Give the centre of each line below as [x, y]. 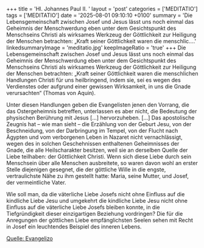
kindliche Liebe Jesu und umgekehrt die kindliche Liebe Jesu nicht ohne [97, 201]
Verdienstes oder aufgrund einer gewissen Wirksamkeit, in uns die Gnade [98, 87]
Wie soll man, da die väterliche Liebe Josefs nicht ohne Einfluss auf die [96, 194]
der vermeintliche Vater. [36, 182]
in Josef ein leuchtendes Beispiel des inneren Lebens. [74, 227]
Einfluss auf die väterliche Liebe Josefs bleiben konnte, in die [83, 207]
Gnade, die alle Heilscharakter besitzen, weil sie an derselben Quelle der [97, 150]
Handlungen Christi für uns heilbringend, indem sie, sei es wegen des [93, 80]
